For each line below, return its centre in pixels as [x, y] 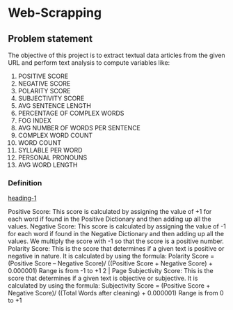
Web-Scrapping [55, 13]
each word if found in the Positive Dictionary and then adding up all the [110, 219]
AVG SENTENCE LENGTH [54, 106]
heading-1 [22, 198]
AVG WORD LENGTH [48, 165]
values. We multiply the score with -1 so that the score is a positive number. [116, 241]
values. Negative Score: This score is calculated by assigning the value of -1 [117, 226]
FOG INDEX [34, 121]
